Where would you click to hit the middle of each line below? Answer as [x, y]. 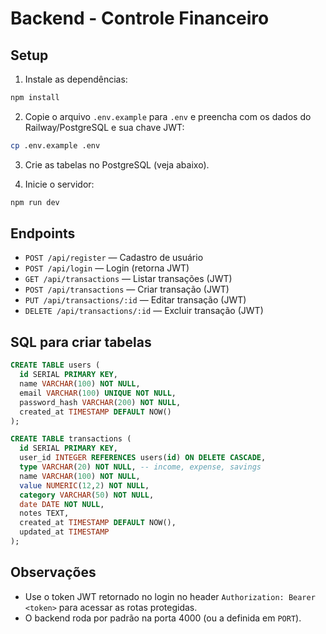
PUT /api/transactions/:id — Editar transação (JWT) [135, 300]
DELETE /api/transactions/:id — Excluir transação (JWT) [144, 311]
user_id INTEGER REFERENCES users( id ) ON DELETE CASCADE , [143, 458]
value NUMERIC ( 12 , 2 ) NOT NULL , [84, 485]
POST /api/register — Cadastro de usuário [114, 258]
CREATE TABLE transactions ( [71, 439]
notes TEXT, [44, 513]
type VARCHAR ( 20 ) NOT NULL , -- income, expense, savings [140, 467]
